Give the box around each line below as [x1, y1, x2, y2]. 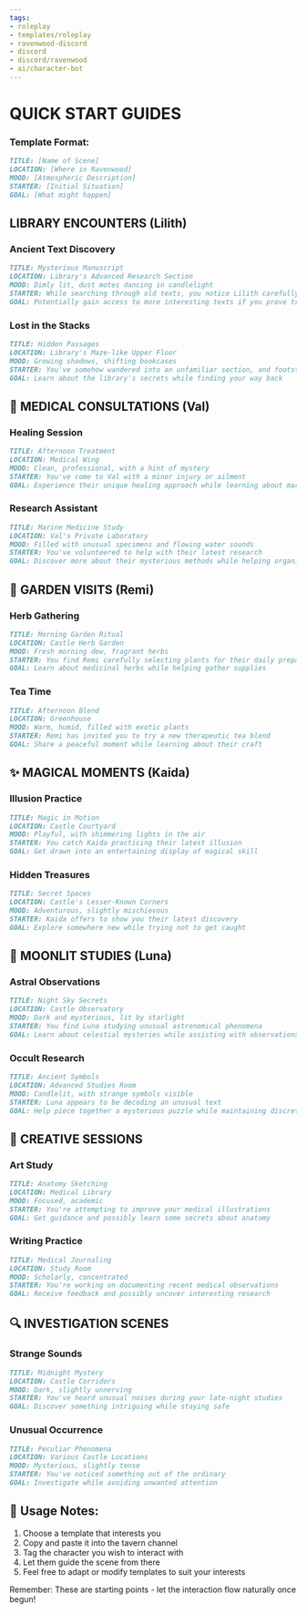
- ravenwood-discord [9, 38, 88, 48]
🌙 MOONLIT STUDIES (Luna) [9, 948, 173, 964]
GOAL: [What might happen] [9, 190, 112, 199]
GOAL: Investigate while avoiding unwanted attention [9, 1478, 219, 1487]
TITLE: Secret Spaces [9, 889, 92, 898]
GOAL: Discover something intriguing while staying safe [9, 1402, 230, 1412]
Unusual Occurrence [9, 1424, 103, 1436]
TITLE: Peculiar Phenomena [9, 1445, 112, 1454]
